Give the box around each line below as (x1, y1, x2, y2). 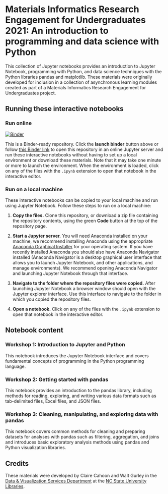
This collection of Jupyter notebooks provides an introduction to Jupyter (5, 63, 156, 69)
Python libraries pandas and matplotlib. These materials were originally (5, 74, 152, 80)
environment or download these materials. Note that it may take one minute (5, 157, 161, 163)
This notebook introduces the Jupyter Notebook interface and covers (5, 352, 149, 359)
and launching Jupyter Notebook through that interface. (12, 270, 129, 276)
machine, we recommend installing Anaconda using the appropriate (12, 238, 153, 244)
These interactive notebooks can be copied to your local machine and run (5, 197, 158, 203)
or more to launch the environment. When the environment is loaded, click (5, 162, 159, 169)
